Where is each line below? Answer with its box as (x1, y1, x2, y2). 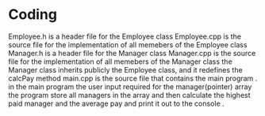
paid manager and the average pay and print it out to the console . (8, 99, 225, 108)
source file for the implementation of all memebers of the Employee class (8, 39, 248, 49)
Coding (8, 6, 58, 24)
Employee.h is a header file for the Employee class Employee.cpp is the (8, 32, 242, 41)
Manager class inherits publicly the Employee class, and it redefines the (8, 65, 244, 74)
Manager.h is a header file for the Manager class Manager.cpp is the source (8, 48, 256, 58)
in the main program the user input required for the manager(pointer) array (8, 81, 252, 92)
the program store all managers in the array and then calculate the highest (8, 90, 252, 99)
